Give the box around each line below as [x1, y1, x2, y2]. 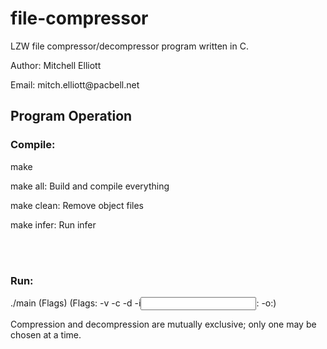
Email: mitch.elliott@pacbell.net [10, 78, 140, 91]
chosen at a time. [10, 328, 82, 341]
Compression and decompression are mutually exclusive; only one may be [10, 318, 317, 330]
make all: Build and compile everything [10, 180, 170, 192]
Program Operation [10, 108, 133, 125]
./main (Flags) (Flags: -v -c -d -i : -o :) [10, 297, 277, 309]
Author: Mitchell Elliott [10, 59, 102, 71]
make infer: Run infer [10, 218, 97, 231]
